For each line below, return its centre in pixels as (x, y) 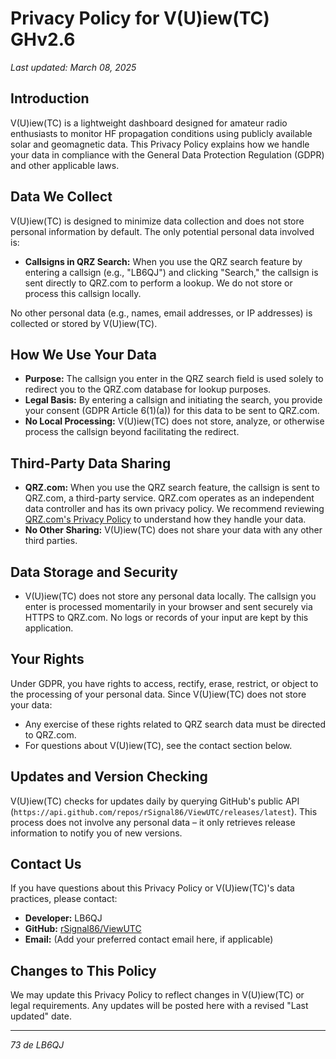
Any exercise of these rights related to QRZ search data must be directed (175, 724)
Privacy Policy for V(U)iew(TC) (140, 18)
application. (49, 628)
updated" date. (41, 1016)
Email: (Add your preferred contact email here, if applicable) (149, 939)
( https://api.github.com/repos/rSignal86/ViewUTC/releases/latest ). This (164, 811)
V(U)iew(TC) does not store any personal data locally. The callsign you (170, 596)
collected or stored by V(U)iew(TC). (84, 323)
